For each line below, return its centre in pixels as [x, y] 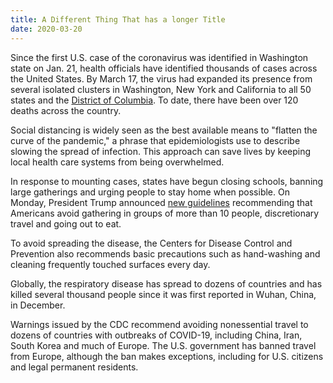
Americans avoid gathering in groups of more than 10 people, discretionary [165, 213]
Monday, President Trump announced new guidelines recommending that [161, 202]
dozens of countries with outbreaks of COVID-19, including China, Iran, [156, 335]
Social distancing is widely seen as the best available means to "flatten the [164, 130]
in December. [38, 305]
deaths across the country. [66, 110]
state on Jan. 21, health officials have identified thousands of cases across [164, 68]
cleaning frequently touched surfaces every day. [110, 264]
